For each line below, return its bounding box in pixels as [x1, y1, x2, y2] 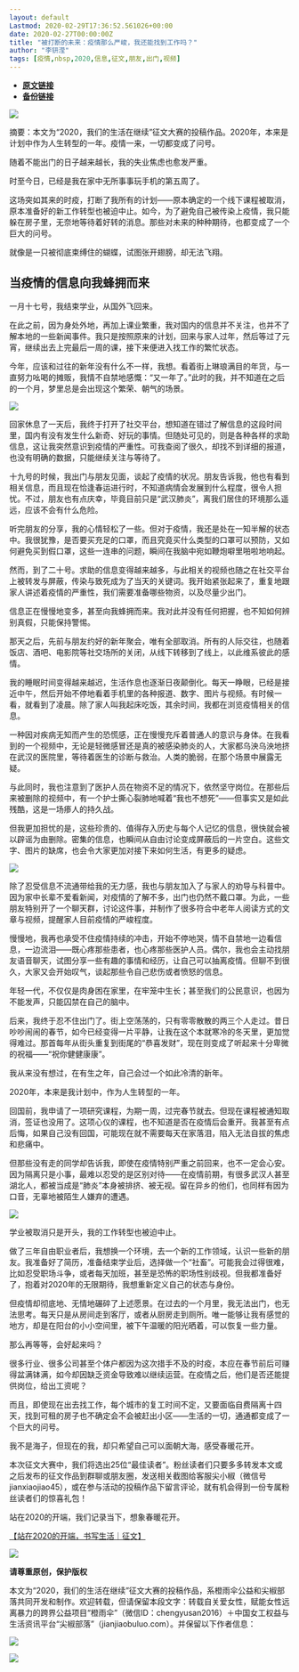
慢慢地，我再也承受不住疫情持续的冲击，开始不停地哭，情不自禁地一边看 [9, 932, 274, 944]
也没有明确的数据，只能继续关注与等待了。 [9, 451, 166, 463]
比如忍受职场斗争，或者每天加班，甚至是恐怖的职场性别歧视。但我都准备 [9, 1268, 274, 1278]
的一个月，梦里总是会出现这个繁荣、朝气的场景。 [9, 383, 189, 394]
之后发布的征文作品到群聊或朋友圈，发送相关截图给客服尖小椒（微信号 [9, 1470, 267, 1481]
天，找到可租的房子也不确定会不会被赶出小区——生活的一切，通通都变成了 [9, 1410, 282, 1421]
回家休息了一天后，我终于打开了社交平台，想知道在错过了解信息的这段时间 [9, 418, 282, 429]
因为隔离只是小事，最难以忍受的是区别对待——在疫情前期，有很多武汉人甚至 [9, 1168, 290, 1180]
